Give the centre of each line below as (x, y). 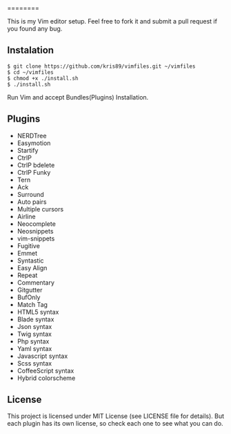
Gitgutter (30, 290)
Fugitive (28, 245)
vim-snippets (36, 238)
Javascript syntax (42, 356)
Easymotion (34, 143)
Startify (28, 150)
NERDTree (32, 135)
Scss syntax (34, 363)
